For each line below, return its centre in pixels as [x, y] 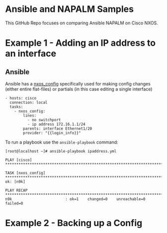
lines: [30, 115]
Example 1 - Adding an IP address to [80, 43]
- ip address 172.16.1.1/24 [56, 124]
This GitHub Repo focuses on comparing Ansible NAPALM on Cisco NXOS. [82, 23]
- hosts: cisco [21, 98]
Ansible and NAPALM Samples [70, 9]
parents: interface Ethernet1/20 [58, 128]
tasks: [16, 107]
